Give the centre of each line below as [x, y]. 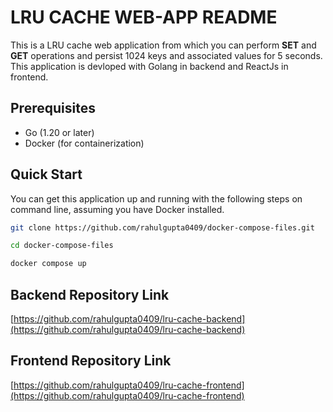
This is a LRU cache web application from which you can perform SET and [163, 45]
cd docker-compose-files [62, 246]
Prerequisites [53, 108]
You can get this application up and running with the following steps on [156, 198]
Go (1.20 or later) [59, 132]
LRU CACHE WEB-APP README [144, 17]
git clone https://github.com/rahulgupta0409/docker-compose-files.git [162, 227]
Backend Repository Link [90, 294]
